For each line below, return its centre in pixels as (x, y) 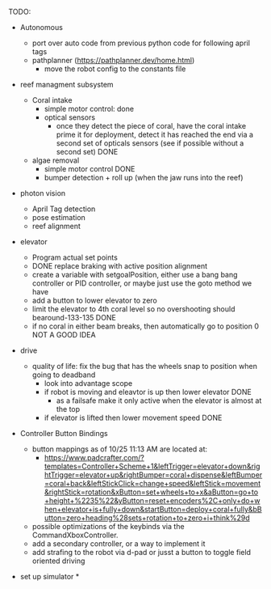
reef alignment (56, 226)
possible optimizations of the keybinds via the (108, 526)
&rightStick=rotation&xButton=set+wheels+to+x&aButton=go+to (151, 492)
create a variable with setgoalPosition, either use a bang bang (135, 275)
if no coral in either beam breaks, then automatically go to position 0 (146, 326)
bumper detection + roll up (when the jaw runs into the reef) (144, 178)
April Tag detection (64, 209)
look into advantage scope (88, 383)
